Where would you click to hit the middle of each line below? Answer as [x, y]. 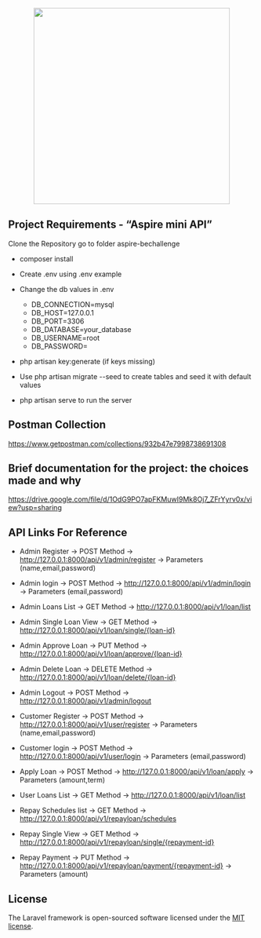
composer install [46, 258]
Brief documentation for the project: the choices [129, 468]
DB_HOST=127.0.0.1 [62, 312]
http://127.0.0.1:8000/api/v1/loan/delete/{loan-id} [98, 677]
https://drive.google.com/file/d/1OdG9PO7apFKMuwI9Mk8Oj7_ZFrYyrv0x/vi [130, 499]
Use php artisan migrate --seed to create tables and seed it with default [135, 376]
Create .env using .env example [71, 274]
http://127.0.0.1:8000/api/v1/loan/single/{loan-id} [97, 630]
